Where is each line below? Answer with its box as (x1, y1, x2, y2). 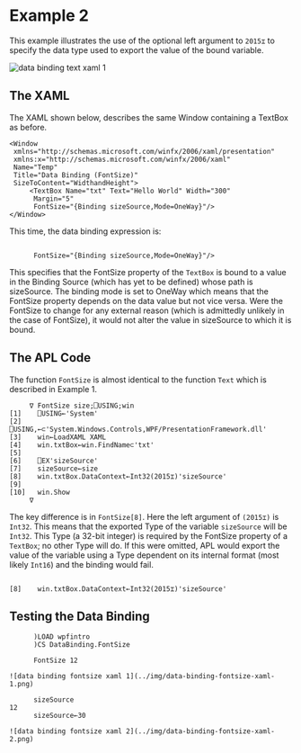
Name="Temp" (13, 163, 58, 172)
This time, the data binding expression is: (9, 226, 162, 237)
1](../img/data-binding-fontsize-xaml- (125, 672, 276, 681)
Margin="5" (32, 194, 75, 203)
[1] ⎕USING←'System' (9, 408, 99, 418)
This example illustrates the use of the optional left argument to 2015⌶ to (9, 35, 276, 46)
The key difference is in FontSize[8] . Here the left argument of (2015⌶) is (9, 511, 279, 522)
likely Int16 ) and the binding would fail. (9, 559, 155, 569)
